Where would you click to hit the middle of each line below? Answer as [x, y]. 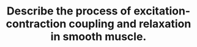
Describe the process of [69, 11]
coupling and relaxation [130, 24]
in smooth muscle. [98, 37]
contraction [36, 24]
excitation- [162, 11]
